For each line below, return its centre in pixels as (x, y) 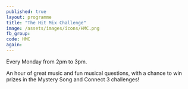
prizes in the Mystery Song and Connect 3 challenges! (73, 79)
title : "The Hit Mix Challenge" (46, 23)
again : (14, 45)
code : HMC (18, 39)
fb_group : (18, 34)
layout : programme (29, 17)
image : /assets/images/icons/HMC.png (53, 28)
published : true (26, 12)
